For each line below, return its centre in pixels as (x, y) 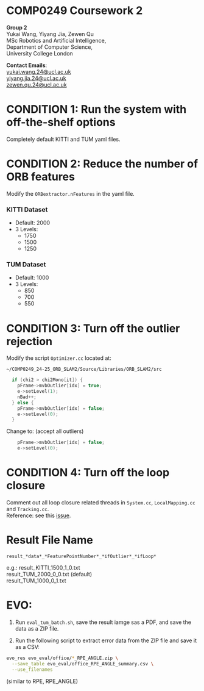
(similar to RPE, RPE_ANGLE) (42, 681)
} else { (23, 403)
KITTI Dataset (27, 209)
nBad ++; (27, 397)
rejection (30, 341)
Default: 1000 (32, 277)
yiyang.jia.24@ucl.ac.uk (36, 78)
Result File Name (50, 540)
